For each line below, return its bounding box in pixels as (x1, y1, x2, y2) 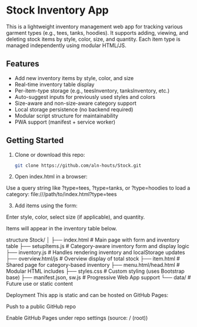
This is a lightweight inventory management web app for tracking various (6, 23, 183, 30)
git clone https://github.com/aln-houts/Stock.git (14, 163, 142, 169)
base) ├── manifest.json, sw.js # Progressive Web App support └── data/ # (6, 274, 191, 281)
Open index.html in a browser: (14, 173, 88, 180)
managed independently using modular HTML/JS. (6, 42, 126, 49)
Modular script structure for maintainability (14, 112, 119, 119)
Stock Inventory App (6, 4, 109, 17)
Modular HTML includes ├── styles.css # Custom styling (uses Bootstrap (6, 267, 185, 275)
